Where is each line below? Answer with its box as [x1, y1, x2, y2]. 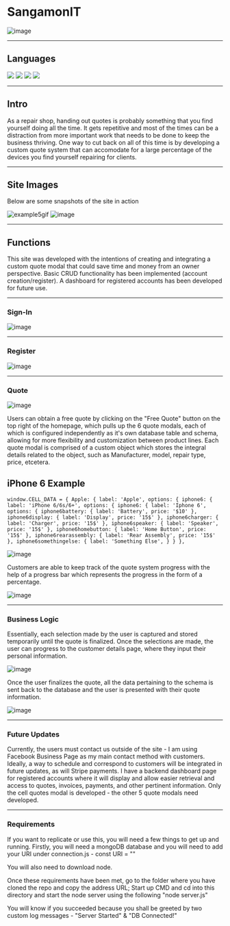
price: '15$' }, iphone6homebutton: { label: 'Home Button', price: [7, 526, 207, 532]
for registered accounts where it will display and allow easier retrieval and [7, 774, 215, 782]
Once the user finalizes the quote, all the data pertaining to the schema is [7, 678, 214, 686]
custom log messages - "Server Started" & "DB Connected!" [7, 911, 177, 919]
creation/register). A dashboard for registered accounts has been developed [7, 276, 222, 285]
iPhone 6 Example [7, 478, 86, 489]
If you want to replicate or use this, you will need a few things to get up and [7, 835, 219, 843]
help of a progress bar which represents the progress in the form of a [7, 570, 203, 578]
